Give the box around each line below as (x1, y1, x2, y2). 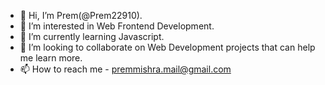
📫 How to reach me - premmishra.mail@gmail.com (19, 63, 232, 75)
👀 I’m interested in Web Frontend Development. (19, 20, 215, 32)
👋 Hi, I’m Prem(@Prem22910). (19, 10, 143, 21)
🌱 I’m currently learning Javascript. (19, 31, 165, 42)
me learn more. (19, 52, 83, 64)
